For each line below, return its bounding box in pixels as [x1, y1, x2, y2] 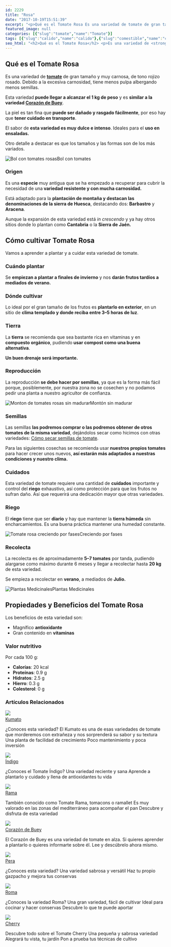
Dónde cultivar [5, 292, 43, 299]
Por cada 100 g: [5, 654, 38, 660]
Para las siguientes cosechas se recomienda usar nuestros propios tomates [5, 445, 166, 451]
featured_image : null [5, 27, 51, 32]
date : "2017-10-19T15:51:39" [5, 17, 67, 22]
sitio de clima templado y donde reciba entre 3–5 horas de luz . [5, 310, 139, 316]
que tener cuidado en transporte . [5, 115, 77, 121]
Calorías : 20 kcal [12, 664, 49, 670]
